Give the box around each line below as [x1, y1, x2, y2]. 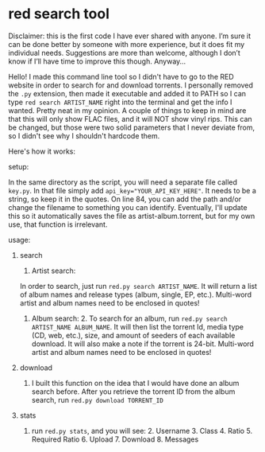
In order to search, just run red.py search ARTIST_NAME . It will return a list [19, 281, 258, 290]
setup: [8, 162, 29, 171]
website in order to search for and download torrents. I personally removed [8, 80, 254, 90]
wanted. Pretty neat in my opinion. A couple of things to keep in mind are [8, 105, 247, 115]
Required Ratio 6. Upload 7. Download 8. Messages [31, 434, 199, 444]
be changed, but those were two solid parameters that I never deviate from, [8, 123, 255, 132]
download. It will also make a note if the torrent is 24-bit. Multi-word [31, 339, 254, 349]
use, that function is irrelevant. [8, 220, 108, 229]
